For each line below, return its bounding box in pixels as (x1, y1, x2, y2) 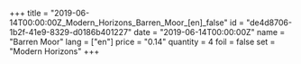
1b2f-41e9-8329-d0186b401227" (9, 27, 132, 37)
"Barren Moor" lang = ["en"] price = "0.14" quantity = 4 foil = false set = (9, 36, 276, 47)
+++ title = (9, 8, 50, 18)
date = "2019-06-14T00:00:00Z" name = (133, 27, 286, 37)
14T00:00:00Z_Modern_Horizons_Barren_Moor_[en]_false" (9, 17, 228, 28)
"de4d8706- (246, 17, 293, 28)
